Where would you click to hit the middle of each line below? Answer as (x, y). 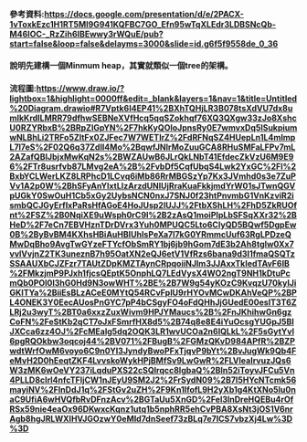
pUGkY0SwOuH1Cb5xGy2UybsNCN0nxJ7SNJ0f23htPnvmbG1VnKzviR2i (152, 195)
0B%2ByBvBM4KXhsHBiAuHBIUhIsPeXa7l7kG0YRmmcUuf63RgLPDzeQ (151, 234)
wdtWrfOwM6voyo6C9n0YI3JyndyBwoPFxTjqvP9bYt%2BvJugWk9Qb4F (153, 351)
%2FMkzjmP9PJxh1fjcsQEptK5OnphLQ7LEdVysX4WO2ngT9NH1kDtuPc (150, 273)
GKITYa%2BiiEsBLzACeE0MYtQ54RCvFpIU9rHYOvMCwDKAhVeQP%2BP (153, 292)
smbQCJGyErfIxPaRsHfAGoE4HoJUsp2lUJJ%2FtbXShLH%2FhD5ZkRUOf (153, 205)
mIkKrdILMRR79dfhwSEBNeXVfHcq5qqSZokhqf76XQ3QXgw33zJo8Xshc (153, 118)
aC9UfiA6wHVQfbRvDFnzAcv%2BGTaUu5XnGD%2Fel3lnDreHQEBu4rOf (152, 399)
